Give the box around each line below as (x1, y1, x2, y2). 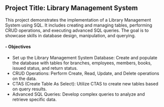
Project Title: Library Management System (5, 4, 138, 12)
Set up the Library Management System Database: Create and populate (12, 55, 158, 61)
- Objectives (5, 44, 31, 50)
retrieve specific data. (12, 97, 57, 103)
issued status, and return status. (12, 65, 78, 71)
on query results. (12, 86, 47, 92)
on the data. (12, 76, 37, 81)
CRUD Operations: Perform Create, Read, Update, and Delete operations (12, 71, 160, 77)
